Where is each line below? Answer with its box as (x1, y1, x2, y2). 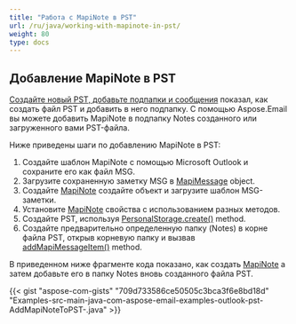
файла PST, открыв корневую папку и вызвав (21, 233, 196, 243)
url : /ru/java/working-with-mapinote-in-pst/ (9, 21, 180, 30)
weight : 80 (9, 29, 50, 38)
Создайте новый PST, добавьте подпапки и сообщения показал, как (9, 94, 268, 105)
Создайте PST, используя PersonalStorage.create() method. (21, 214, 246, 225)
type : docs (9, 37, 50, 47)
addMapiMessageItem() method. (21, 241, 142, 253)
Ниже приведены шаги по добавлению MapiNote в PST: (9, 139, 220, 151)
